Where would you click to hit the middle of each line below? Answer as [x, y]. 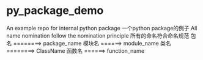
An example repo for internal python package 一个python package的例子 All [102, 28]
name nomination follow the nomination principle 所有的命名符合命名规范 [98, 35]
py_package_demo [55, 11]
